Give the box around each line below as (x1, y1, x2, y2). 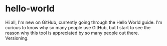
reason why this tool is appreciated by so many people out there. (5, 30, 139, 36)
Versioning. (5, 35, 29, 41)
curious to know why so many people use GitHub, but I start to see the (5, 24, 151, 30)
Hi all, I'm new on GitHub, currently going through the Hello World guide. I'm (5, 19, 162, 25)
